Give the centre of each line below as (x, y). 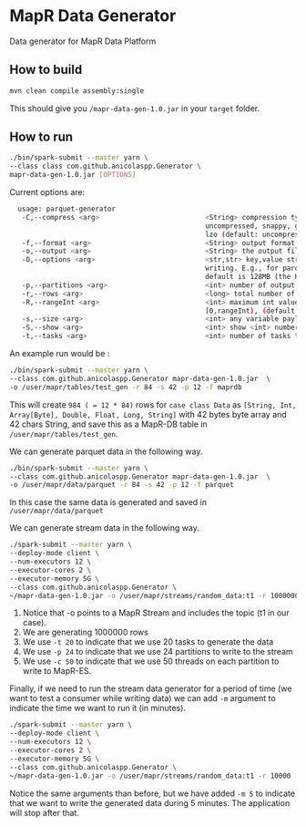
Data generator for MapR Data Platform (83, 41)
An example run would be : (60, 354)
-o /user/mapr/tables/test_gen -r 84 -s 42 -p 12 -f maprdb (126, 387)
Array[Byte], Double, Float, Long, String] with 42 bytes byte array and (148, 414)
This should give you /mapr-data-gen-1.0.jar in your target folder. (135, 108)
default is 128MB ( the (248, 277)
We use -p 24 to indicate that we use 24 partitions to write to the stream (158, 652)
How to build (46, 70)
